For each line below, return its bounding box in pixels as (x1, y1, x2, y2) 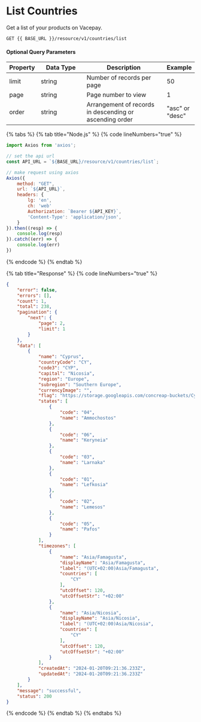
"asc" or (166, 104, 190, 113)
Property (9, 63, 35, 72)
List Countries (6, 4, 78, 18)
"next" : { (28, 315, 52, 321)
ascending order (86, 116, 133, 124)
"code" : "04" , (59, 409, 95, 415)
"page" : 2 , (38, 320, 66, 327)
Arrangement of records (86, 101, 154, 109)
